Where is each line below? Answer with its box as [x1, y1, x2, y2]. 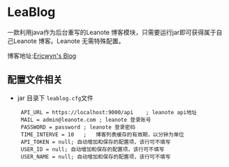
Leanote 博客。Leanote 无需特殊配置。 [13, 36, 125, 45]
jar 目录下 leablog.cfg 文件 [17, 93, 94, 102]
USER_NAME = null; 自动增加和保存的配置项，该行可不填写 [20, 153, 171, 160]
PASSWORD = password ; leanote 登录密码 [20, 123, 136, 131]
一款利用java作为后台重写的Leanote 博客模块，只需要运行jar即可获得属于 [7, 28, 216, 36]
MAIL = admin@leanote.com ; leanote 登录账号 [20, 116, 152, 123]
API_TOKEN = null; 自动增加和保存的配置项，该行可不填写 [20, 138, 171, 145]
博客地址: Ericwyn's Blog [7, 51, 77, 60]
